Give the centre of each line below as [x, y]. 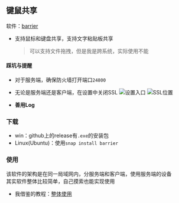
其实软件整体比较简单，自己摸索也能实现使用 [61, 181]
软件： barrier [22, 26]
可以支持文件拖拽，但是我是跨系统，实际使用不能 [89, 51]
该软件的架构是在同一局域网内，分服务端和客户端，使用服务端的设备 [89, 173]
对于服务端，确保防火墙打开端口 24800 [60, 80]
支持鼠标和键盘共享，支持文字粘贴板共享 [64, 38]
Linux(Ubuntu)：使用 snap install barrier [66, 143]
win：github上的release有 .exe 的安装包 [62, 136]
